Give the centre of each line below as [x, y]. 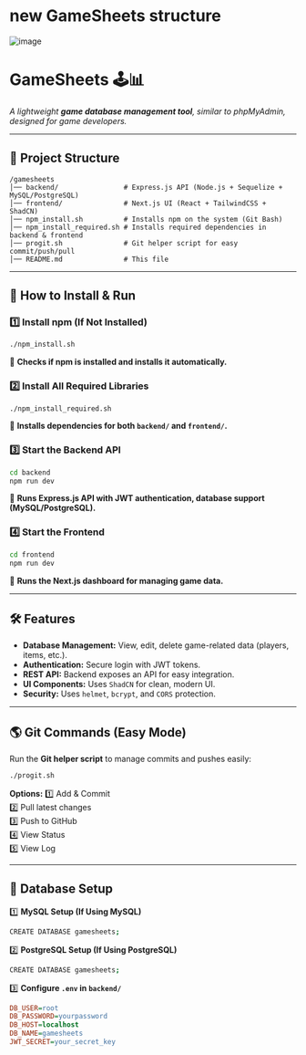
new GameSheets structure [115, 16]
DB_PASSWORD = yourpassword [58, 1017]
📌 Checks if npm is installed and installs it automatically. [118, 362]
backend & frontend [46, 235]
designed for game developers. [68, 120]
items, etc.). [45, 655]
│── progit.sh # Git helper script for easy [124, 243]
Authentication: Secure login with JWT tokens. [112, 665]
